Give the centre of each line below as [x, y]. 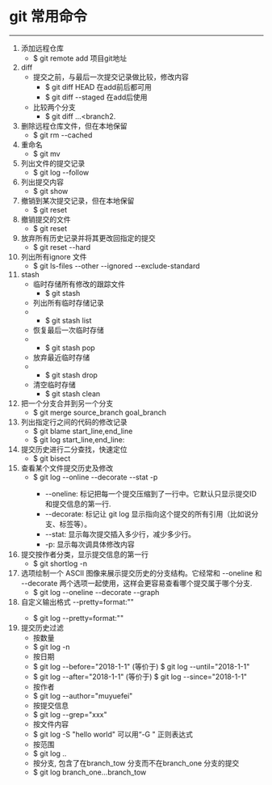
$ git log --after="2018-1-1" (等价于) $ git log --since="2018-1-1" [140, 677]
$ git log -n [52, 647]
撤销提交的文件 [46, 219]
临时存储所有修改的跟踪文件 [79, 284]
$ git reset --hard [62, 247]
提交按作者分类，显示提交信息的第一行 [84, 554]
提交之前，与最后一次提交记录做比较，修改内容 [111, 77]
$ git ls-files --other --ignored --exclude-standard [116, 266]
